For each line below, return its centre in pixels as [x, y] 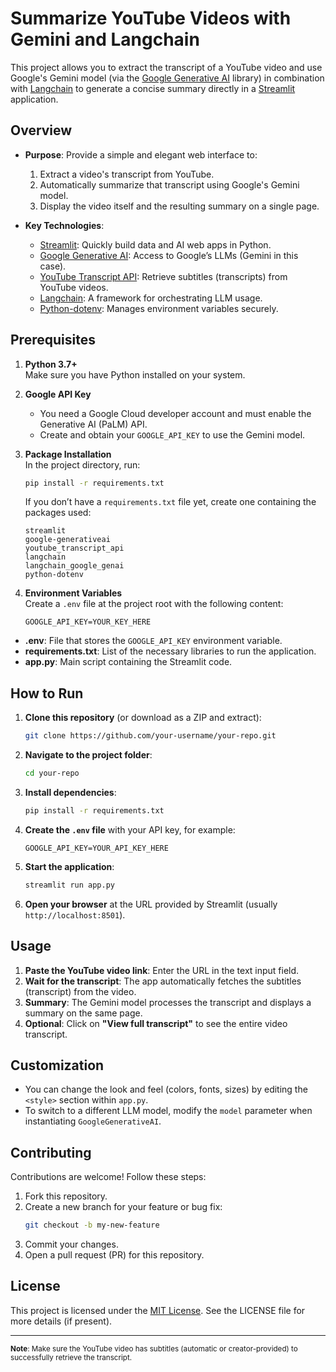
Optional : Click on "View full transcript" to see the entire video [156, 1023]
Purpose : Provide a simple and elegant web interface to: [141, 154]
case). [53, 266]
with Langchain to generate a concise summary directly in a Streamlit [153, 88]
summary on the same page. [83, 1013]
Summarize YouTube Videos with [151, 18]
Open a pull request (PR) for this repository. [114, 1255]
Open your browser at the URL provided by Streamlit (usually [151, 904]
